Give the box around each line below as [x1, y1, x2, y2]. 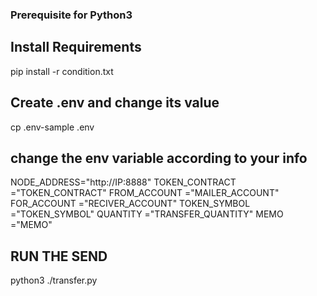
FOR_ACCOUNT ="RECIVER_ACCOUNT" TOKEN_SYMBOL [10, 198, 251, 210]
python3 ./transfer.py [10, 274, 98, 287]
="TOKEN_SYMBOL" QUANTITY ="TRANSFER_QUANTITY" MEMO [10, 208, 284, 220]
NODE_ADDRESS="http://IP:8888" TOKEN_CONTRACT [10, 176, 237, 188]
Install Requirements [10, 39, 142, 56]
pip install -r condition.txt [10, 65, 114, 77]
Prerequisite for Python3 [10, 8, 133, 22]
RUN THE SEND [10, 248, 108, 265]
